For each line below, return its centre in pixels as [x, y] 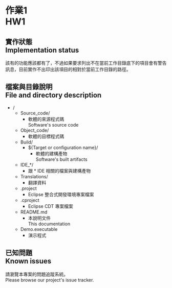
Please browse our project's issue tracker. [50, 280]
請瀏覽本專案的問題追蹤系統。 [37, 274]
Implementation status [42, 50]
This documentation [49, 224]
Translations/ [34, 176]
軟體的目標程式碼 [46, 136]
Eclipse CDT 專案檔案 [50, 206]
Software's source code [53, 125]
